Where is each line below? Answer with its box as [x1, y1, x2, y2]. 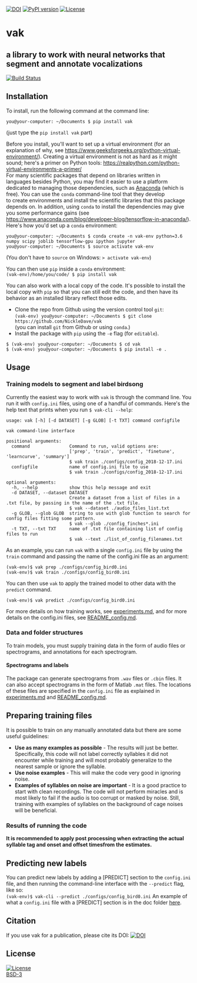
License [6, 949, 36, 959]
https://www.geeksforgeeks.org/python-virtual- [64, 146, 181, 153]
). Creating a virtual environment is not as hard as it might [38, 153, 178, 160]
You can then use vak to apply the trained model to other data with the [6, 580, 176, 587]
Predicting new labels [6, 858, 87, 868]
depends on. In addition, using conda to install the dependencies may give [6, 203, 184, 210]
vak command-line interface [6, 428, 75, 433]
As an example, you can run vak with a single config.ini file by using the [6, 546, 183, 554]
